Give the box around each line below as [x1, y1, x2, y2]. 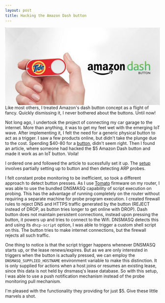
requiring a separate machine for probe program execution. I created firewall [5, 196, 160, 202]
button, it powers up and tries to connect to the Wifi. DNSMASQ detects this [5, 217, 159, 223]
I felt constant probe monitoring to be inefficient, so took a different [5, 175, 141, 181]
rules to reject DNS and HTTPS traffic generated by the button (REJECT [5, 201, 150, 207]
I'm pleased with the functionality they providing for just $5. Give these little [5, 288, 158, 294]
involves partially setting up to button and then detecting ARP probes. [5, 165, 146, 171]
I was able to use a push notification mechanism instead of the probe [5, 273, 145, 279]
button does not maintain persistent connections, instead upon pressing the [5, 212, 159, 218]
